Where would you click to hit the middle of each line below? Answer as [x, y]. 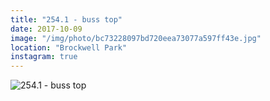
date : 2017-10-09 [46, 29]
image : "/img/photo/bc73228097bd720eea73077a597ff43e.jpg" [136, 38]
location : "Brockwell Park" [69, 47]
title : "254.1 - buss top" [66, 19]
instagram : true [44, 57]
